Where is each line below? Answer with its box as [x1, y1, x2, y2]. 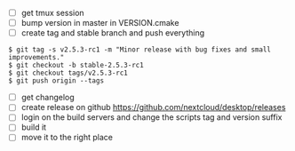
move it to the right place [20, 132, 113, 143]
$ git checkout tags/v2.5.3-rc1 [8, 68, 128, 78]
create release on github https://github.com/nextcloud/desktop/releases [20, 102, 286, 113]
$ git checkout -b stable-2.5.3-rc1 [8, 61, 144, 70]
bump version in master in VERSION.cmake [20, 18, 179, 28]
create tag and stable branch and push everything [20, 28, 205, 38]
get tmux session [20, 8, 85, 18]
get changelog [20, 92, 75, 103]
